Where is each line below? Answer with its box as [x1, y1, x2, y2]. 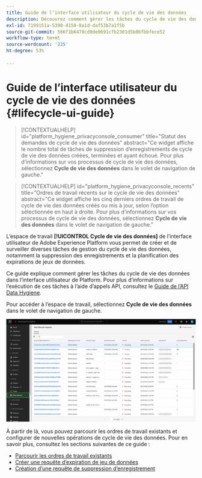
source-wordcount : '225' [6, 41, 69, 47]
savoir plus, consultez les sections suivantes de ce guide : [6, 440, 150, 447]
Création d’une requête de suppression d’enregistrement [14, 465, 155, 472]
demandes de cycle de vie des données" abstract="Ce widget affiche [20, 139, 194, 146]
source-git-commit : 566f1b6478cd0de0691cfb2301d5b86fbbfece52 [6, 29, 165, 35]
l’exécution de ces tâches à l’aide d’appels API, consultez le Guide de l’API [6, 283, 189, 290]
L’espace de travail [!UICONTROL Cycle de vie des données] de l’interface [6, 232, 192, 240]
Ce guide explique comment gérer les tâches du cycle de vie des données [6, 269, 191, 277]
